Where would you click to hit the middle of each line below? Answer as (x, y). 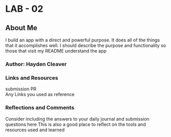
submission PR (21, 89)
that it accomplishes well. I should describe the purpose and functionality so (86, 45)
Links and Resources (32, 78)
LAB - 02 (24, 9)
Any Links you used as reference (40, 95)
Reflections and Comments (40, 108)
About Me (21, 28)
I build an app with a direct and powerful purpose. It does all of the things (83, 40)
